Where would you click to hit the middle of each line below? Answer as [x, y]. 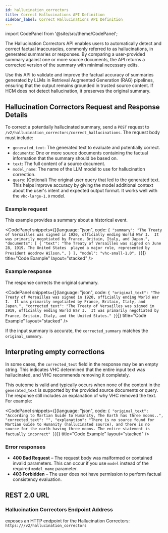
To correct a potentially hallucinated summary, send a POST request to [77, 127]
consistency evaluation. [37, 479]
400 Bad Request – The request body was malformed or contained [82, 458]
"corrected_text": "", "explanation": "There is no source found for [80, 420]
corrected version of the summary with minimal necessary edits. [72, 65]
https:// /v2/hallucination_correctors [46, 525]
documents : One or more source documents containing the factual [80, 153]
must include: [19, 138]
